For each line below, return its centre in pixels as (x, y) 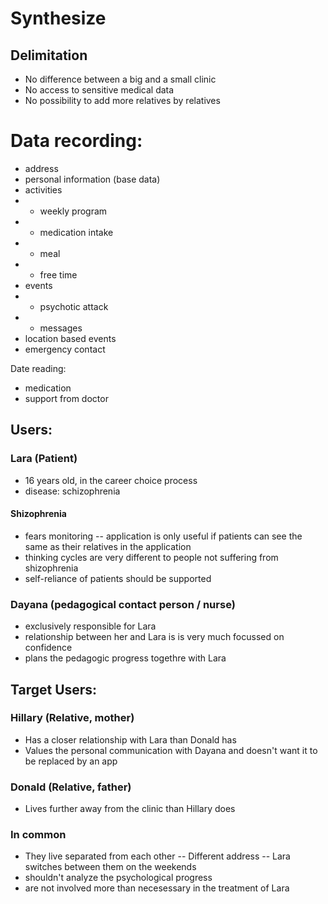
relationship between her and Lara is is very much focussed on (154, 637)
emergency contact (65, 349)
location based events (70, 338)
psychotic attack (74, 306)
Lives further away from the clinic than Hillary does (130, 809)
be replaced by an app (71, 761)
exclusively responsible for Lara (90, 626)
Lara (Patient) (44, 459)
